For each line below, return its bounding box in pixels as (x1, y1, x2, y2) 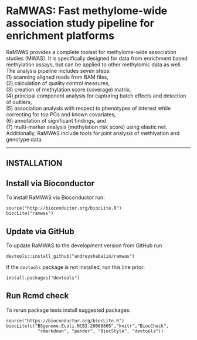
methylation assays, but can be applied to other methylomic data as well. (6, 60, 182, 68)
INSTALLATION (6, 159, 63, 169)
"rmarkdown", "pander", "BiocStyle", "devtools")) (37, 328, 164, 334)
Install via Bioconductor (6, 178, 95, 188)
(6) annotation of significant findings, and (6, 117, 107, 124)
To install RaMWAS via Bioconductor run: (6, 194, 106, 201)
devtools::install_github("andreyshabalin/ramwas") (6, 253, 135, 259)
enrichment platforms (6, 29, 115, 42)
